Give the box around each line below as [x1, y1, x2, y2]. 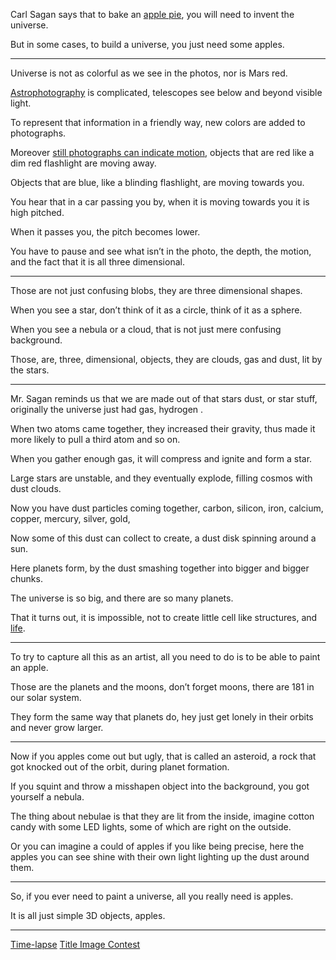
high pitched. [10, 207, 65, 218]
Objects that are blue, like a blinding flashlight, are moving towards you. [10, 177, 305, 188]
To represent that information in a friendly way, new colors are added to [10, 117, 306, 128]
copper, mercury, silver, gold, [10, 513, 131, 524]
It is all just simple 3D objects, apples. [10, 910, 166, 921]
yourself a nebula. [10, 791, 85, 803]
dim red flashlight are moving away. [10, 157, 157, 169]
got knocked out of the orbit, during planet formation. [10, 761, 230, 773]
